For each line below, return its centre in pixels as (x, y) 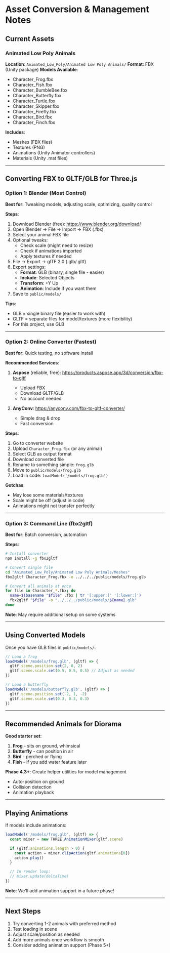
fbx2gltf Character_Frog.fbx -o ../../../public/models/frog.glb (75, 577)
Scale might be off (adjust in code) (49, 500)
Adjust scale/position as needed (46, 934)
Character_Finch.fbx (34, 122)
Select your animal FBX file (41, 234)
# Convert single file (29, 567)
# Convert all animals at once (38, 586)
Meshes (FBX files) (32, 142)
